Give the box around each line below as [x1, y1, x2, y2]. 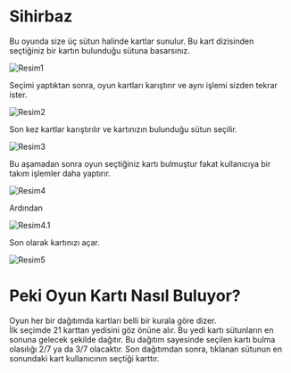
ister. [9, 89, 28, 100]
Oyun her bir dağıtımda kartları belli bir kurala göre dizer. [9, 315, 217, 326]
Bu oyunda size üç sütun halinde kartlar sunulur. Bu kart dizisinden [9, 36, 254, 46]
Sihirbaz [9, 6, 73, 27]
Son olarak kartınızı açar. [9, 236, 100, 247]
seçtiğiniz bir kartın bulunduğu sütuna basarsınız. [9, 45, 190, 55]
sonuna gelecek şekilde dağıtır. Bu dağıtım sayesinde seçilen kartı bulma [9, 334, 276, 344]
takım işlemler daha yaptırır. [9, 168, 112, 178]
